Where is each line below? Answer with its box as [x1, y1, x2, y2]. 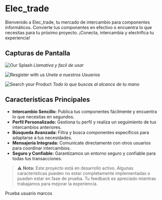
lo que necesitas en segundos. [12, 114, 75, 119]
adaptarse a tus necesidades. [12, 135, 72, 141]
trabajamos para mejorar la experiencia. [17, 180, 98, 187]
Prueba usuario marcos [5, 190, 53, 196]
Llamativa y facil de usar [33, 62, 84, 68]
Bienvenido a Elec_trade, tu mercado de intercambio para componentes [5, 19, 150, 25]
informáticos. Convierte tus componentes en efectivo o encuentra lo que [5, 24, 152, 30]
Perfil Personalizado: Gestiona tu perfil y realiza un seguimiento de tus [12, 119, 157, 125]
